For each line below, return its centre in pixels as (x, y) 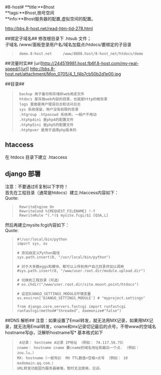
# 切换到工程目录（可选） (39, 280)
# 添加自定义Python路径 (38, 253)
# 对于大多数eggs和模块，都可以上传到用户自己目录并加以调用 (70, 266)
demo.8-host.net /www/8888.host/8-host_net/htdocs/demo (81, 54)
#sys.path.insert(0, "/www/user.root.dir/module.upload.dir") (81, 271)
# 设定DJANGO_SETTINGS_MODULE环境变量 (54, 294)
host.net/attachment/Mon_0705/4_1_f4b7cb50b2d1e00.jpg (63, 74)
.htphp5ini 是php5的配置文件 (46, 125)
